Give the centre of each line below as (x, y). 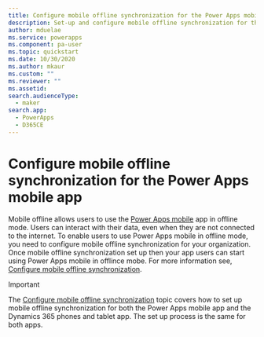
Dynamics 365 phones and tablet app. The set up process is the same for (127, 316)
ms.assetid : (27, 88)
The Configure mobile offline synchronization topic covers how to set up (125, 299)
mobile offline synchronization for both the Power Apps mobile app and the (130, 308)
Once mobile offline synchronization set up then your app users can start (126, 252)
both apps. (26, 324)
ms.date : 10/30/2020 (42, 60)
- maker (28, 103)
